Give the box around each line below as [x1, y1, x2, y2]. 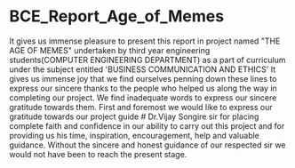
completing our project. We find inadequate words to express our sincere [9, 92, 277, 103]
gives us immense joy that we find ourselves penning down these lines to [9, 73, 277, 84]
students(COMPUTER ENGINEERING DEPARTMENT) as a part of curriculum [9, 54, 286, 65]
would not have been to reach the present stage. [9, 148, 187, 159]
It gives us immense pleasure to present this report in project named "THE [9, 36, 281, 46]
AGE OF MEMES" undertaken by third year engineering [9, 44, 211, 55]
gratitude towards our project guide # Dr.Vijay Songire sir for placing [9, 111, 259, 122]
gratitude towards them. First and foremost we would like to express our [9, 101, 273, 112]
